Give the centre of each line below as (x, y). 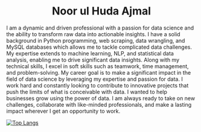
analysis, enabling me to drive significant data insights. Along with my (93, 60)
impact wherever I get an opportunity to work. (63, 111)
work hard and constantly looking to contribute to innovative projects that (97, 85)
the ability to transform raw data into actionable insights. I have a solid (93, 34)
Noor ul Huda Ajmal (101, 11)
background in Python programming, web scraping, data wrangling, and (96, 40)
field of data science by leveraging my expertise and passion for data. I (94, 79)
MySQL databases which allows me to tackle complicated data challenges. (99, 47)
